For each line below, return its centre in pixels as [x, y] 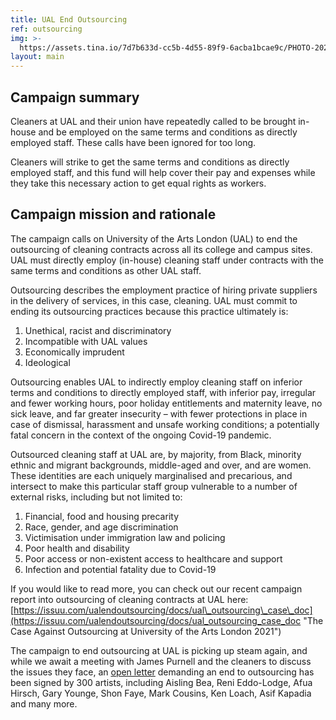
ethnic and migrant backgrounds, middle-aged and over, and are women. [161, 465]
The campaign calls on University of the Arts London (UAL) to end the [154, 238]
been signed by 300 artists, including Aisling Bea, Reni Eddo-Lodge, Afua [161, 682]
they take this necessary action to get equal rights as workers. [138, 183]
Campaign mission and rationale [113, 214]
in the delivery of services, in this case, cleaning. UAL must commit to [154, 300]
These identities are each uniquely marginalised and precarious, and [151, 475]
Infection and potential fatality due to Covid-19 [120, 569]
